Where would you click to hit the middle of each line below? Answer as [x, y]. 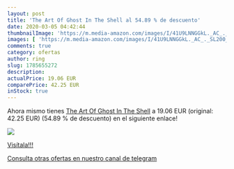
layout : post [26, 14]
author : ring [26, 59]
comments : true [29, 46]
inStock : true [28, 91]
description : [26, 72]
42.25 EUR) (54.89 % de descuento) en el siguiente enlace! [92, 118]
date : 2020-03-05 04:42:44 [46, 26]
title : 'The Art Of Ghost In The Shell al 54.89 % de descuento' [104, 20]
